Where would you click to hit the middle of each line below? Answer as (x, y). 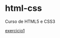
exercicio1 (15, 30)
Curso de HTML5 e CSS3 (30, 21)
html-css (23, 8)
